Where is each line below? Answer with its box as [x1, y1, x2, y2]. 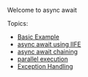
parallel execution [17, 55, 69, 63]
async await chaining [17, 48, 78, 55]
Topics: [7, 19, 28, 27]
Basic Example [17, 33, 60, 41]
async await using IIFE [17, 40, 82, 48]
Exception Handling [17, 62, 73, 70]
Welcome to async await [7, 6, 78, 14]
